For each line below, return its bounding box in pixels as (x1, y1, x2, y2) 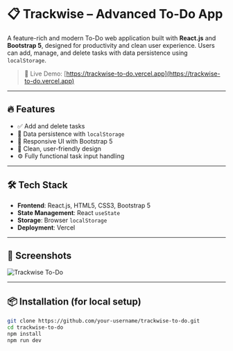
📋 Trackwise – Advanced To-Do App (7, 6, 223, 22)
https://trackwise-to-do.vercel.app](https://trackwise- (65, 69, 221, 78)
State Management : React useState (17, 208, 120, 216)
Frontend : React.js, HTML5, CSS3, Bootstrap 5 (17, 201, 151, 209)
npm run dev (7, 336, 42, 344)
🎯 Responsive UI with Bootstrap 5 (17, 137, 113, 145)
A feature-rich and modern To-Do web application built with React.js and (7, 33, 216, 42)
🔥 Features (7, 103, 55, 115)
